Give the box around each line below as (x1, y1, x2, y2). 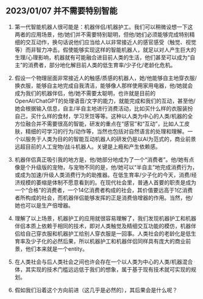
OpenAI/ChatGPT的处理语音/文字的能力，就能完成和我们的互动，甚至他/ (14, 97, 196, 104)
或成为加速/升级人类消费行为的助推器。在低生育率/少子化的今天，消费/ (14, 171, 191, 178)
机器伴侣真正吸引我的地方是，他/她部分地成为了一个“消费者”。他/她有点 (14, 156, 194, 163)
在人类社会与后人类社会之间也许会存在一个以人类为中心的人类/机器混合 (14, 258, 193, 265)
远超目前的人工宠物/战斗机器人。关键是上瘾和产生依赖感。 (14, 143, 161, 150)
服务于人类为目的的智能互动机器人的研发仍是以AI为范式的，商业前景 (25, 135, 196, 142)
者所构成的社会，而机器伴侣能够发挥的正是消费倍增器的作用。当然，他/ (14, 194, 193, 201)
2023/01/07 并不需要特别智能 (5, 5, 118, 16)
